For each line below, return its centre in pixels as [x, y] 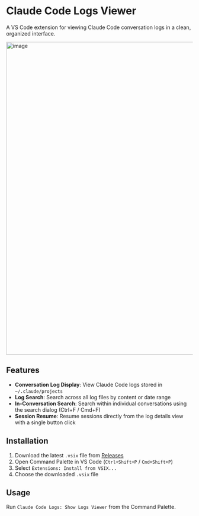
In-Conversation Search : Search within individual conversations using [101, 403]
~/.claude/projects [39, 391]
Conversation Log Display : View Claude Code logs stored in [89, 384]
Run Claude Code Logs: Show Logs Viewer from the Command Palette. [91, 507]
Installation [27, 441]
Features [23, 371]
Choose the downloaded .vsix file [57, 474]
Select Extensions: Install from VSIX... [66, 468]
